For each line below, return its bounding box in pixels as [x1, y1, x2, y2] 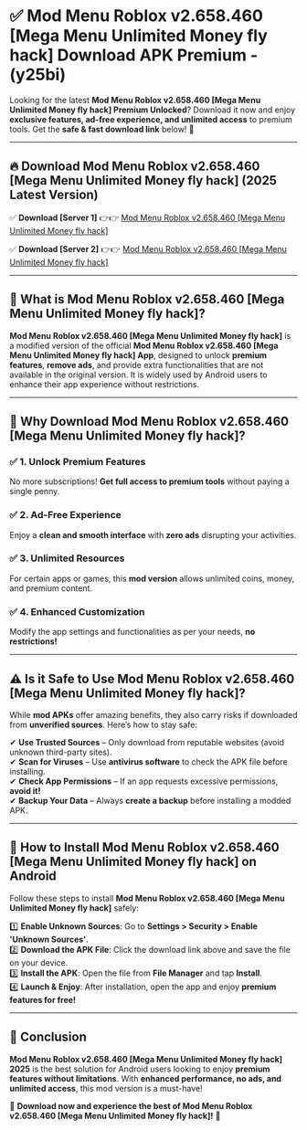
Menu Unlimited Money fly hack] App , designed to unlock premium [9, 349, 268, 361]
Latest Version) [9, 187, 99, 203]
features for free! [9, 994, 76, 1005]
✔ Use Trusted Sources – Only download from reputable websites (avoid [9, 736, 285, 747]
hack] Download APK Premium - [9, 45, 259, 66]
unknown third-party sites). [9, 746, 112, 757]
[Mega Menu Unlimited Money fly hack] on [9, 854, 258, 870]
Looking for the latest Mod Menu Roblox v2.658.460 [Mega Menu [9, 94, 261, 105]
